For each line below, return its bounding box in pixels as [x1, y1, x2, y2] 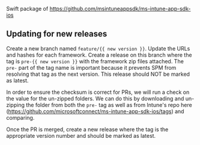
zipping [6, 101, 25, 108]
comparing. [6, 114, 35, 121]
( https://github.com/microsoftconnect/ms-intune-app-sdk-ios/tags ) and [6, 108, 184, 115]
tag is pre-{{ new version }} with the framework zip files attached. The [6, 57, 184, 65]
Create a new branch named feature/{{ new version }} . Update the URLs [6, 45, 190, 52]
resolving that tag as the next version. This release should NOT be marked [6, 70, 190, 78]
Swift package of [6, 5, 49, 12]
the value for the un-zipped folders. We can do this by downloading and [6, 94, 184, 102]
